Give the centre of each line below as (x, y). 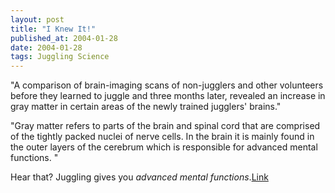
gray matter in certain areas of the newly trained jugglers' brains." (146, 107)
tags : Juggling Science (60, 57)
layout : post (37, 19)
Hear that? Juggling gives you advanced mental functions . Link (139, 177)
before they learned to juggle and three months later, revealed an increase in (168, 96)
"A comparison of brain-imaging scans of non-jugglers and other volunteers (167, 85)
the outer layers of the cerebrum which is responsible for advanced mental (164, 147)
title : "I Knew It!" (53, 29)
